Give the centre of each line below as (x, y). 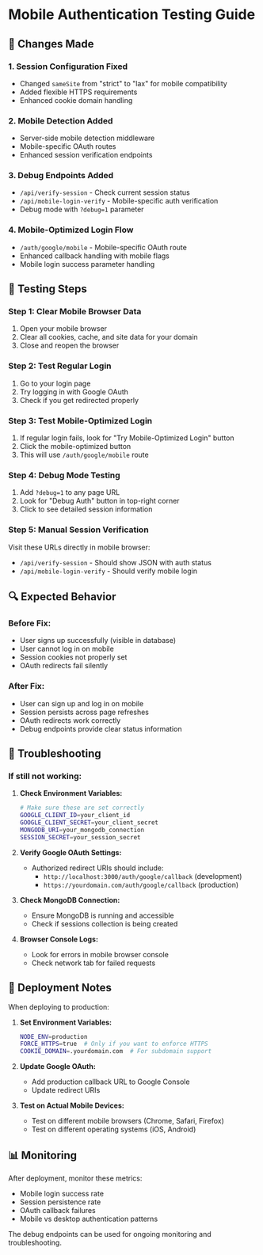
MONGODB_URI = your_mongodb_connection (82, 830)
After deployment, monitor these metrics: (75, 1178)
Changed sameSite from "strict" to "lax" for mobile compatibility (123, 83)
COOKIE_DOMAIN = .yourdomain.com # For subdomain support (116, 1052)
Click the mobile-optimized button (75, 447)
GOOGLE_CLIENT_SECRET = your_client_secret (89, 823)
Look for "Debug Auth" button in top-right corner (99, 501)
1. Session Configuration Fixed (68, 67)
